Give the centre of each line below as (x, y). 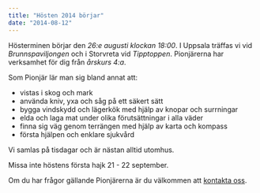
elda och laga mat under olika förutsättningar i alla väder (111, 117)
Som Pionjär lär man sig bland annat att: (73, 77)
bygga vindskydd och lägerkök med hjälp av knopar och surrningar (129, 109)
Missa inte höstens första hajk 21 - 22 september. (89, 165)
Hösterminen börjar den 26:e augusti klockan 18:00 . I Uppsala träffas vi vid (130, 45)
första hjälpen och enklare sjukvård (77, 134)
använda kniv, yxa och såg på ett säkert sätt (91, 101)
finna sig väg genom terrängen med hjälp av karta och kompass (123, 126)
